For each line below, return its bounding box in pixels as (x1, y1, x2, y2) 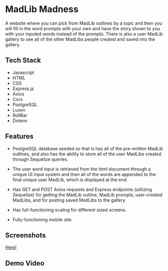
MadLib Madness (5, 4, 79, 15)
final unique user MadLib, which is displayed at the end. (12, 176, 128, 183)
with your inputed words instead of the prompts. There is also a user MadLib (5, 31, 163, 37)
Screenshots (5, 231, 46, 239)
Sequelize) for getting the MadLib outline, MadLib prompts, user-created (12, 192, 162, 198)
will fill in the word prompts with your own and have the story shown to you (5, 25, 160, 31)
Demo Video (5, 259, 45, 267)
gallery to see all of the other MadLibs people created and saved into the (5, 36, 155, 42)
